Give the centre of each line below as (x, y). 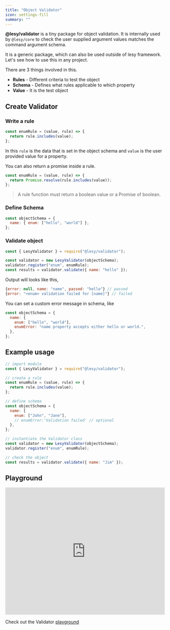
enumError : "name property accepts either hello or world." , (80, 327)
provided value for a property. (36, 156)
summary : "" (18, 19)
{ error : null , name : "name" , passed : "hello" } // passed (67, 289)
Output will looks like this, (32, 280)
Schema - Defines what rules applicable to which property (74, 85)
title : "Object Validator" (34, 10)
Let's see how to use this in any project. (47, 60)
